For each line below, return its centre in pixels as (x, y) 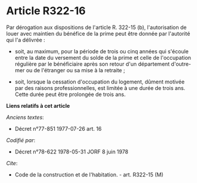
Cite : (12, 163)
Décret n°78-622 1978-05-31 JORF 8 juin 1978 (71, 152)
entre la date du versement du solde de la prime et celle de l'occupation (103, 57)
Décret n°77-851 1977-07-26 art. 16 (58, 129)
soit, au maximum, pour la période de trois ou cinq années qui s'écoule (101, 51)
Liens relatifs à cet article (38, 105)
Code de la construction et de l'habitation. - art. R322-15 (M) (89, 174)
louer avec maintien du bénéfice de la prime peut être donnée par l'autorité (98, 33)
